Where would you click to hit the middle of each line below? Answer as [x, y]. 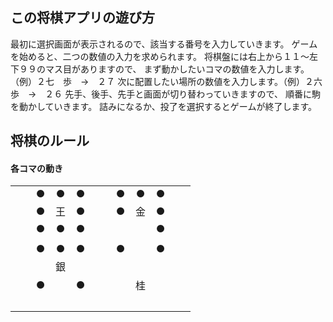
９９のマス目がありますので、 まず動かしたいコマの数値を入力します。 [164, 69]
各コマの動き [36, 168]
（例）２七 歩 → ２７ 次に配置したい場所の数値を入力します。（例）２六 [166, 81]
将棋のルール [50, 141]
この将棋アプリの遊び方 [82, 18]
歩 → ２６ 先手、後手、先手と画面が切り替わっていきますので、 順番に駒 [165, 94]
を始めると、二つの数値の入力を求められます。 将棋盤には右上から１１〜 [160, 56]
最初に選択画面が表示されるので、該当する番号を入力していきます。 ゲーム [164, 44]
